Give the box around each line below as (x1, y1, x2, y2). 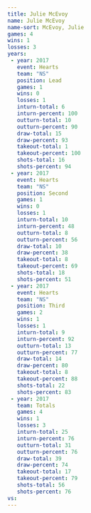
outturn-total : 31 (16, 442, 72, 449)
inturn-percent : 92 (16, 335, 75, 342)
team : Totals (16, 402, 55, 409)
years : (7, 51, 27, 58)
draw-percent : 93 (16, 136, 69, 143)
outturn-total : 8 (16, 229, 69, 236)
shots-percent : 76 (16, 488, 72, 495)
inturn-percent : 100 (16, 110, 78, 117)
